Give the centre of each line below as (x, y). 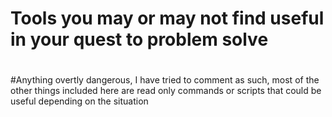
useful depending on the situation (79, 101)
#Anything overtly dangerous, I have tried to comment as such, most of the (165, 80)
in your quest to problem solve (139, 39)
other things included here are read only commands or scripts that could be (166, 91)
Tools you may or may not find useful (167, 18)
